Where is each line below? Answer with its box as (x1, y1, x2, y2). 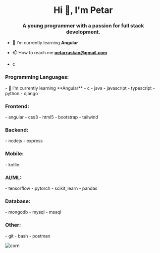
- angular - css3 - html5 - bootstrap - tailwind (5, 114, 98, 120)
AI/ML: (5, 174, 22, 181)
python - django (5, 90, 38, 96)
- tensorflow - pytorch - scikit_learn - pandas (5, 185, 98, 191)
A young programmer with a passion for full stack (22, 22, 144, 29)
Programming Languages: (5, 74, 69, 81)
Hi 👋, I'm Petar (53, 4, 113, 16)
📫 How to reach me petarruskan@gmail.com (12, 50, 107, 56)
